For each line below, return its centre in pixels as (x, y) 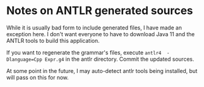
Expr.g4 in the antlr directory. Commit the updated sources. (119, 59)
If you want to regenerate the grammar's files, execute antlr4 (84, 52)
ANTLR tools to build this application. (53, 40)
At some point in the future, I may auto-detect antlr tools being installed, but (102, 70)
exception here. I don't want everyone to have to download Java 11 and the (100, 34)
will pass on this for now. (38, 77)
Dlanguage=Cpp (25, 59)
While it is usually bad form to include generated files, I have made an (94, 28)
